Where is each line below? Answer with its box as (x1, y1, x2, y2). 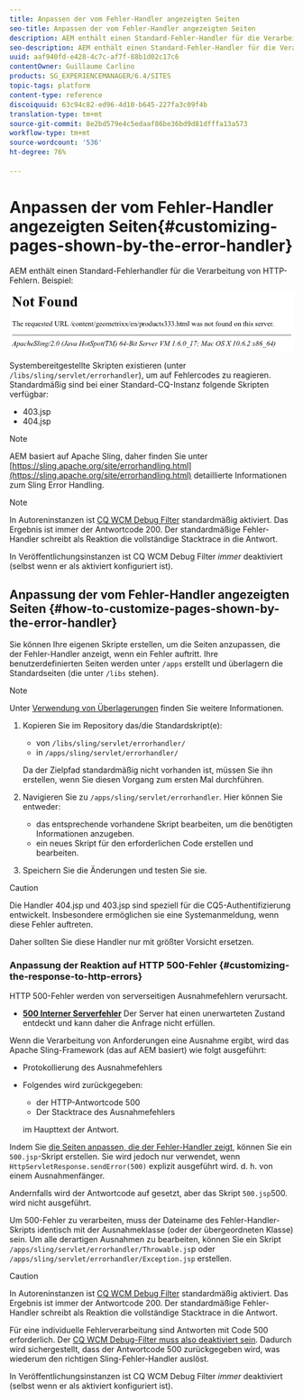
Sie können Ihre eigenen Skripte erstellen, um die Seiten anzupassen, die (9, 639, 281, 650)
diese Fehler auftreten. (9, 920, 94, 930)
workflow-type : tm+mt (9, 129, 91, 138)
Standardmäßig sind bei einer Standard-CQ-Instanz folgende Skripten (9, 380, 269, 390)
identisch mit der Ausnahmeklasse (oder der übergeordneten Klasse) (37, 1224, 294, 1235)
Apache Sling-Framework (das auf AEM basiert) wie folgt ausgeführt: (9, 1045, 267, 1056)
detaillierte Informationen (193, 470, 287, 481)
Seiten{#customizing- (107, 216, 278, 236)
